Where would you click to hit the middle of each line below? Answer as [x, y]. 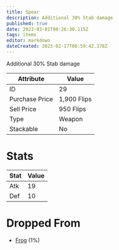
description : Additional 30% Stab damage [60, 18]
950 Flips [73, 109]
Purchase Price [31, 99]
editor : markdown [28, 40]
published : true [27, 23]
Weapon [71, 119]
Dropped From [43, 223]
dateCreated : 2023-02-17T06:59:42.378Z [57, 47]
